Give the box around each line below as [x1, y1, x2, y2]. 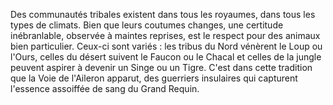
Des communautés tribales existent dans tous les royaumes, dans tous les [10, 9, 316, 20]
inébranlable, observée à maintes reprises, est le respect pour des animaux [10, 30, 321, 41]
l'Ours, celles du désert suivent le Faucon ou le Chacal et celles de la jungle [10, 51, 322, 63]
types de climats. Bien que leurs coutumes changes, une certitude [10, 19, 284, 31]
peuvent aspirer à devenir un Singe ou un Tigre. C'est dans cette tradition [10, 62, 313, 73]
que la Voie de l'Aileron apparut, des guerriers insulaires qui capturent [10, 72, 298, 84]
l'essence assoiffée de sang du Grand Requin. [10, 83, 200, 94]
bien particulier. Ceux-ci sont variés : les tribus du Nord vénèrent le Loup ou [10, 40, 323, 52]
